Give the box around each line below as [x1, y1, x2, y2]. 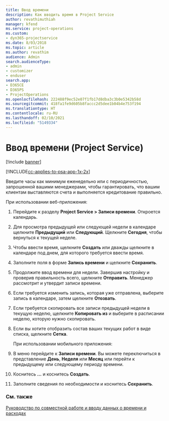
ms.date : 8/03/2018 [6, 40, 47, 45]
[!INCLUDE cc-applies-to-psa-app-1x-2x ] [6, 168, 91, 174]
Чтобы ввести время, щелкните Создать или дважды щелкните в [13, 244, 154, 250]
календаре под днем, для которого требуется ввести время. [13, 250, 144, 256]
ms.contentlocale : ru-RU [6, 111, 58, 116]
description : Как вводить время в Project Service [6, 12, 114, 17]
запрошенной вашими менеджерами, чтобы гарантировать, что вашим [6, 183, 160, 190]
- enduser [6, 73, 27, 78]
